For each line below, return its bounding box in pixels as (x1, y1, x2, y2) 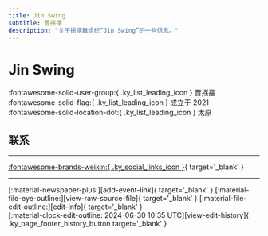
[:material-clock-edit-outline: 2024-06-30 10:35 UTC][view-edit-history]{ (8, 211, 250, 220)
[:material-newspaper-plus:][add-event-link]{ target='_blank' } (8, 185, 214, 195)
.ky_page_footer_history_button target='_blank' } (8, 219, 167, 229)
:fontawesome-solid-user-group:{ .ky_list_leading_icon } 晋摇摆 (8, 88, 216, 98)
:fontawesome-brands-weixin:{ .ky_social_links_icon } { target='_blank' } (8, 162, 245, 172)
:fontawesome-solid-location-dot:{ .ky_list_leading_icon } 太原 (8, 108, 212, 118)
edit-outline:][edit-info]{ (8, 202, 87, 211)
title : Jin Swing (8, 11, 66, 20)
